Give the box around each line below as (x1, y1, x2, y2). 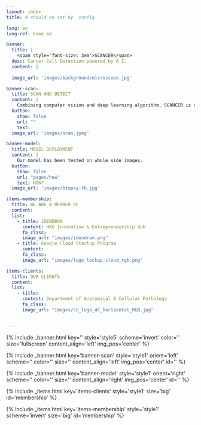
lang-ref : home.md (6, 30, 52, 36)
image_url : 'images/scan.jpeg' (11, 130, 90, 136)
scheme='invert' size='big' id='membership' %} (6, 412, 124, 419)
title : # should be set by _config (6, 14, 95, 20)
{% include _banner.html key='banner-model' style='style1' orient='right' (6, 369, 185, 377)
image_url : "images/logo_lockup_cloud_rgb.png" (22, 257, 144, 263)
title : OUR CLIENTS (11, 273, 60, 280)
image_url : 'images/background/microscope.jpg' (11, 75, 133, 81)
